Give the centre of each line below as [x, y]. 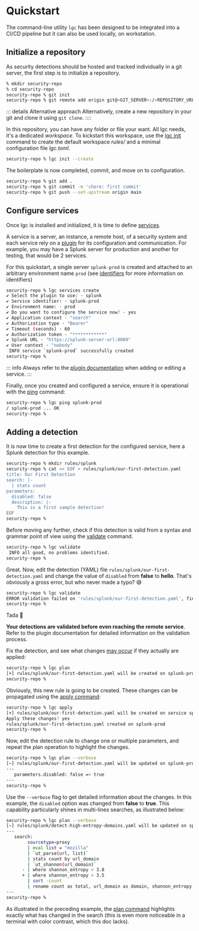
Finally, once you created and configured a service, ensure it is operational [97, 385]
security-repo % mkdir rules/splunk [51, 463]
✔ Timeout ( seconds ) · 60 [38, 329]
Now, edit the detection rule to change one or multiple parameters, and [93, 741]
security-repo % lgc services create [53, 290]
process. [17, 639]
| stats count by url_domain [63, 859]
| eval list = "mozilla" [58, 848]
